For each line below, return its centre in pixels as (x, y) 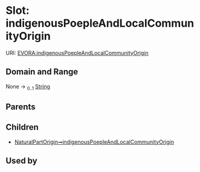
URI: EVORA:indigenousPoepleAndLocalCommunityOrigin (77, 53)
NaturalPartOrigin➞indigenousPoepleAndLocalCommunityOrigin (94, 142)
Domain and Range (42, 72)
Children (22, 127)
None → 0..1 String (28, 87)
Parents (21, 107)
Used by (21, 161)
